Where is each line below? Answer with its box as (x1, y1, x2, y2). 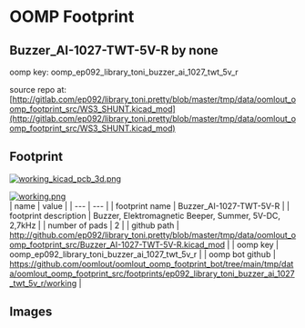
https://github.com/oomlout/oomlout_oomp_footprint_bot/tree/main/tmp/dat (9, 258, 294, 269)
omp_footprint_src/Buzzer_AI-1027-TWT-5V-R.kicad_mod (9, 239, 226, 250)
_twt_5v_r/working (9, 277, 77, 288)
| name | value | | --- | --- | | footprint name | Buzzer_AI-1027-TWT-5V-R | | (9, 200, 290, 211)
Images (9, 304, 53, 320)
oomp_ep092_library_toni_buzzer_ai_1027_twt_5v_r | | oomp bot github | (9, 248, 276, 260)
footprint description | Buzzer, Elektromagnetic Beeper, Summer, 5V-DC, (9, 210, 280, 221)
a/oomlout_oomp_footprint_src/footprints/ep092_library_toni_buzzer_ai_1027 (9, 268, 296, 279)
